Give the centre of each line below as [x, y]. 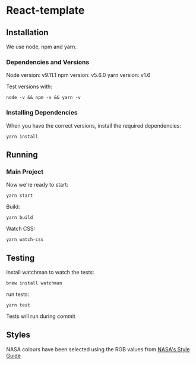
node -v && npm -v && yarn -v [44, 98]
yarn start [20, 196]
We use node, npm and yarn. [42, 47]
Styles [18, 335]
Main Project [25, 172]
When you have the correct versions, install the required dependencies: [94, 125]
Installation [27, 33]
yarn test [18, 305]
